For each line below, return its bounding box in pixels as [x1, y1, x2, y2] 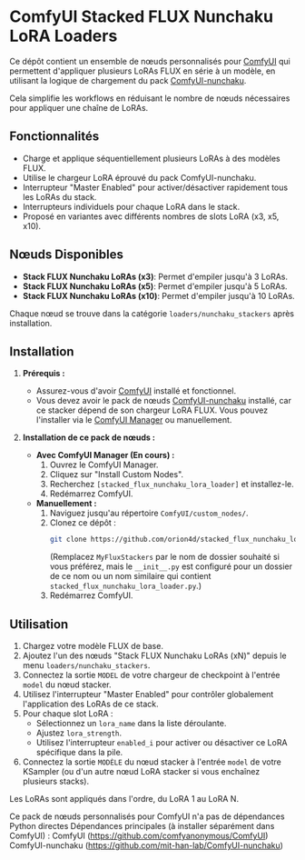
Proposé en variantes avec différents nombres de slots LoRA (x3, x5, [22, 211, 280, 222]
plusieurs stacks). [22, 775, 89, 787]
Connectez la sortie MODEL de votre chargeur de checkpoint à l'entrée [22, 670, 280, 681]
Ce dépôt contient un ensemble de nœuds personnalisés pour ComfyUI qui [9, 55, 290, 66]
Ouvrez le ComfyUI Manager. [49, 459, 159, 470]
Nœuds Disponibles [9, 247, 124, 263]
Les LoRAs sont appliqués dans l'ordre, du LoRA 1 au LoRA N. [9, 794, 239, 805]
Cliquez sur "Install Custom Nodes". [49, 469, 184, 480]
